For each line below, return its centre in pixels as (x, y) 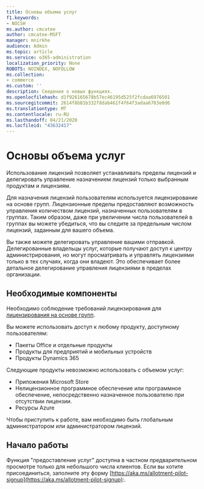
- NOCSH (16, 23)
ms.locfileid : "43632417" (39, 126)
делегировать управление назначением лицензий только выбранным (97, 179)
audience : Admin (27, 46)
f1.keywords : (23, 18)
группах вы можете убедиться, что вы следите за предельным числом (99, 224)
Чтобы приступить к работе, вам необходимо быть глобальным (90, 419)
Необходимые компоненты (62, 294)
